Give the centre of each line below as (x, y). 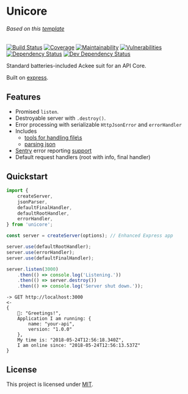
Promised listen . (37, 112)
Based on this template (35, 28)
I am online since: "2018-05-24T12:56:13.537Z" (79, 346)
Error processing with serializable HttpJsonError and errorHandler (98, 125)
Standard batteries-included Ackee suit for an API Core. (76, 66)
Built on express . (27, 78)
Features (23, 97)
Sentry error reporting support (53, 151)
